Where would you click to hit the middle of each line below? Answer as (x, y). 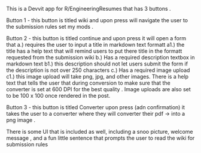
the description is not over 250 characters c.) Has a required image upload (98, 70)
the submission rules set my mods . (50, 27)
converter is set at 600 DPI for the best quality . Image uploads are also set (99, 89)
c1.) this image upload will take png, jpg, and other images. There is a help (98, 76)
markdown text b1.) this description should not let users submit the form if (97, 64)
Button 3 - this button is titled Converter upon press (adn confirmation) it (96, 107)
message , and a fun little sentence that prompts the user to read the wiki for (100, 138)
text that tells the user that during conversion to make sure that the (88, 83)
